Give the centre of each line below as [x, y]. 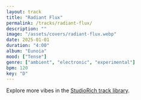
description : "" [26, 29]
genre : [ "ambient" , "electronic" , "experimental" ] [71, 62]
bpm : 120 [17, 68]
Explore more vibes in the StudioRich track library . [68, 90]
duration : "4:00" [28, 46]
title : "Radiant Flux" [34, 17]
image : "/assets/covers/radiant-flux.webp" [61, 34]
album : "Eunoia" [26, 51]
